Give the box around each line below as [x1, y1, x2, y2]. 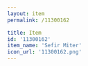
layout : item [7, 10, 45, 17]
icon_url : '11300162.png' [7, 49, 82, 56]
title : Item [7, 29, 42, 36]
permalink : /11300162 [7, 17, 70, 24]
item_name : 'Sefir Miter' [7, 42, 82, 49]
